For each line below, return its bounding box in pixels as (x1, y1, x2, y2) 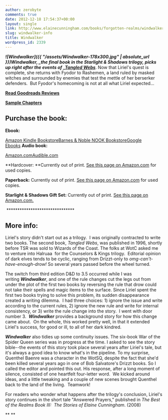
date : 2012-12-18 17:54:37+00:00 (5, 17, 75, 22)
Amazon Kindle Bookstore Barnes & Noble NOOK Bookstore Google (5, 137, 142, 143)
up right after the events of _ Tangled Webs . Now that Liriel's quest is (5, 64, 149, 70)
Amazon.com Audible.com (5, 152, 58, 158)
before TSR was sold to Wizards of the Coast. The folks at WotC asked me (5, 245, 158, 251)
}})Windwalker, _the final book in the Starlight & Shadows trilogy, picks (5, 59, 156, 65)
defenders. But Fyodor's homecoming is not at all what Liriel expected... (5, 80, 154, 86)
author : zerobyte (5, 7, 41, 13)
